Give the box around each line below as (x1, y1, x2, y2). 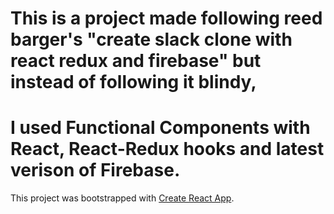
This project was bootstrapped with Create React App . (10, 192, 235, 204)
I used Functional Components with (10, 117, 311, 139)
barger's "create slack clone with (10, 28, 293, 51)
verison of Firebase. (10, 159, 181, 182)
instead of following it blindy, (10, 71, 257, 94)
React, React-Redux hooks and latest (10, 138, 325, 161)
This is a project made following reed (10, 7, 323, 30)
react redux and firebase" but (10, 50, 262, 72)
